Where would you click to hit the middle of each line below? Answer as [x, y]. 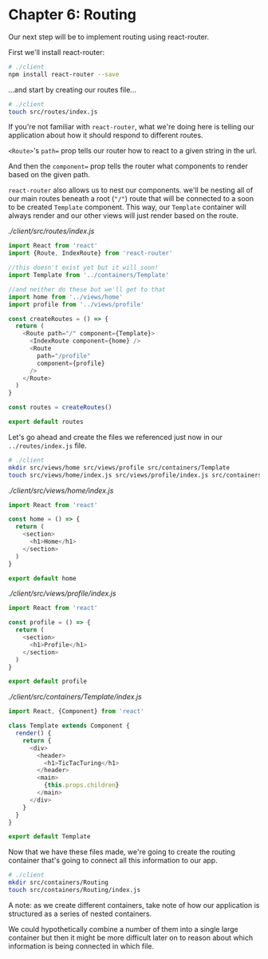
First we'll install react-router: [57, 52]
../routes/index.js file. [47, 446]
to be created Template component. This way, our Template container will [128, 207]
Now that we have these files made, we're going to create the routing [122, 852]
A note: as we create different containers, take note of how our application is [134, 905]
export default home [43, 578]
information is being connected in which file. [81, 946]
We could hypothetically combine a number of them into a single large [123, 929]
